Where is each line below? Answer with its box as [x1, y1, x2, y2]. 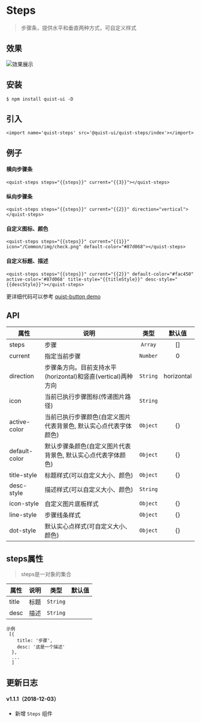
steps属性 [6, 553, 44, 564]
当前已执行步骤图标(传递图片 [44, 393, 126, 401]
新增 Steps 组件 [14, 710, 53, 717]
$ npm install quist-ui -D [6, 96, 74, 102]
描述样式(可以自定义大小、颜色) [44, 486, 133, 494]
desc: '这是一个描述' [17, 644, 66, 650]
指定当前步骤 [44, 352, 81, 360]
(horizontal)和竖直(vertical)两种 [44, 372, 133, 381]
